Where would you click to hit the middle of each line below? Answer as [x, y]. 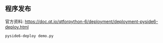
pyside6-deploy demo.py [29, 36]
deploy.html [17, 27]
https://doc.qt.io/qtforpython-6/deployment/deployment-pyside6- [91, 21]
